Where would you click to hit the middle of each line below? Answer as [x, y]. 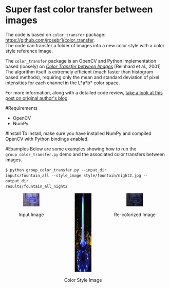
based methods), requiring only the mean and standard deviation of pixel [82, 77]
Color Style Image [83, 280]
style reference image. [29, 51]
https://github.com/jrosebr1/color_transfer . [50, 40]
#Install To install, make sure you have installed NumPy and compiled [78, 133]
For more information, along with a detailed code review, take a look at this [84, 92]
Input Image [31, 215]
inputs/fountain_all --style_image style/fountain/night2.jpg [73, 176]
